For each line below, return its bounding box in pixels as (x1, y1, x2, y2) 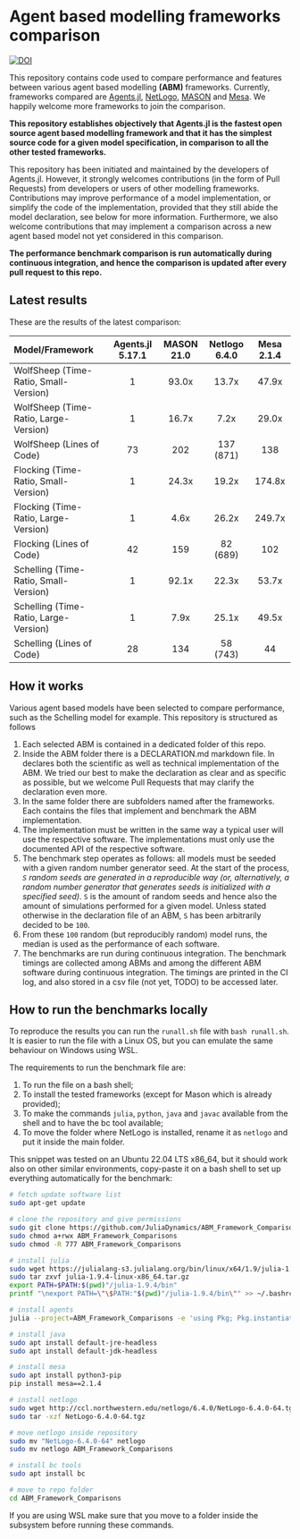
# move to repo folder (9, 1485, 94, 1494)
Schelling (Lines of (13, 637, 92, 650)
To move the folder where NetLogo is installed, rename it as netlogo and (21, 1127, 288, 1138)
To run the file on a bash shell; (21, 1080, 134, 1091)
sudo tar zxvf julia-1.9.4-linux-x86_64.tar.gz (9, 1272, 190, 1281)
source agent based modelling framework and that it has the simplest (9, 127, 272, 138)
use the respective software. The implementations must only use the (21, 834, 275, 845)
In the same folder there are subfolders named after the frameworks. (21, 795, 275, 806)
